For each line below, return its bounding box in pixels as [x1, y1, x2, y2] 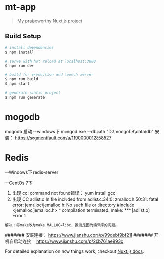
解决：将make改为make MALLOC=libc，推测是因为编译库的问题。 [5, 222, 119, 228]
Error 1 [12, 212, 26, 218]
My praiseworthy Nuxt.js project [17, 18, 83, 24]
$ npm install [5, 50, 34, 55]
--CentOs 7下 [5, 180, 33, 185]
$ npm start [5, 81, 30, 86]
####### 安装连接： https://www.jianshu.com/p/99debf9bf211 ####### [5, 232, 153, 238]
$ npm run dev [5, 63, 34, 68]
